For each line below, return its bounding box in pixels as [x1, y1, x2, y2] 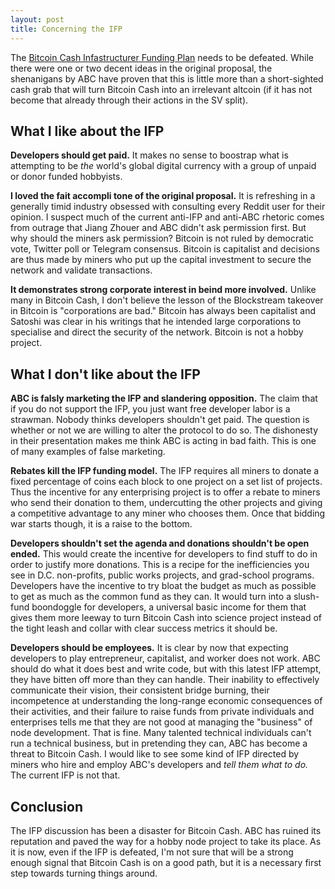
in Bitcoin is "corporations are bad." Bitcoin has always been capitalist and [10, 305, 317, 317]
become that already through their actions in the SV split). [10, 94, 249, 106]
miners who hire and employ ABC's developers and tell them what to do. [10, 759, 309, 771]
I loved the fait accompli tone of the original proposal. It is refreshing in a [10, 190, 316, 202]
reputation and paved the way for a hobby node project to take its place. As [10, 835, 322, 847]
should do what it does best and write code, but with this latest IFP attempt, [10, 663, 322, 675]
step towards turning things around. [10, 867, 158, 879]
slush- [293, 591, 320, 603]
